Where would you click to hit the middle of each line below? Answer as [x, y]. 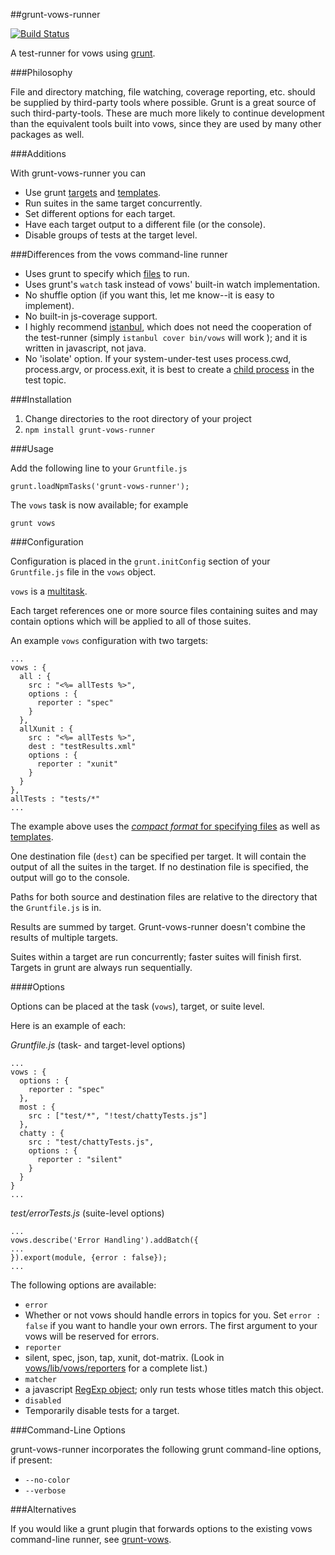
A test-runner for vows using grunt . [83, 53]
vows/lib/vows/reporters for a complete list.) [116, 1368]
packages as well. [47, 134]
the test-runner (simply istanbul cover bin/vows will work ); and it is [166, 337]
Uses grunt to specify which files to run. [107, 273]
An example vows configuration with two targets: [109, 640]
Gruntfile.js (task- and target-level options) [98, 1045]
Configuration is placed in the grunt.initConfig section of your [140, 561]
